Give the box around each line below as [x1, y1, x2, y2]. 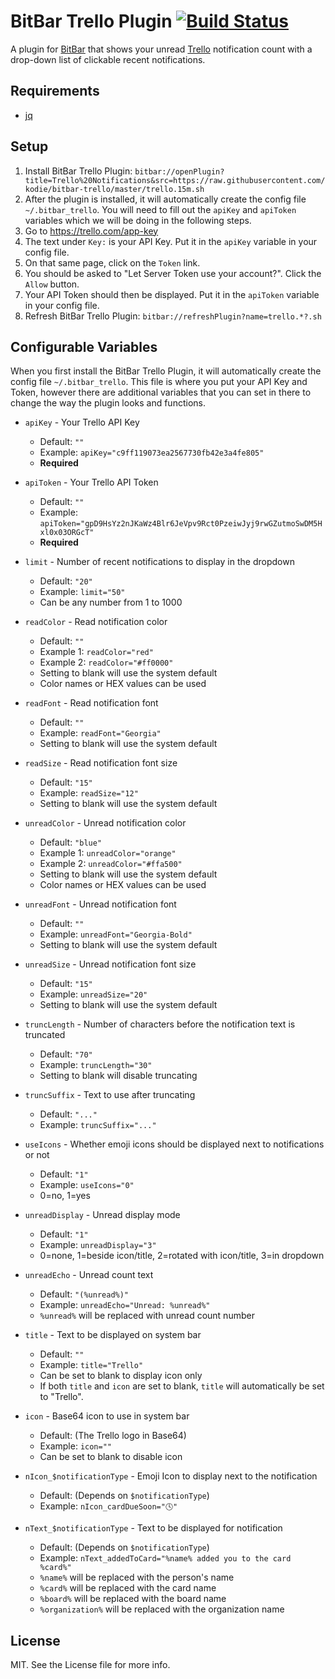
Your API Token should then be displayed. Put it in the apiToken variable [24, 288, 320, 300]
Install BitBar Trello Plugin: [24, 165, 133, 177]
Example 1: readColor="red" [39, 646, 154, 658]
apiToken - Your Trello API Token [24, 476, 159, 489]
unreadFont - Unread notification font [24, 898, 177, 910]
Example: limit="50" [39, 586, 126, 598]
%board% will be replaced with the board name [39, 1593, 227, 1605]
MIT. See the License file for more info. [10, 1659, 171, 1671]
